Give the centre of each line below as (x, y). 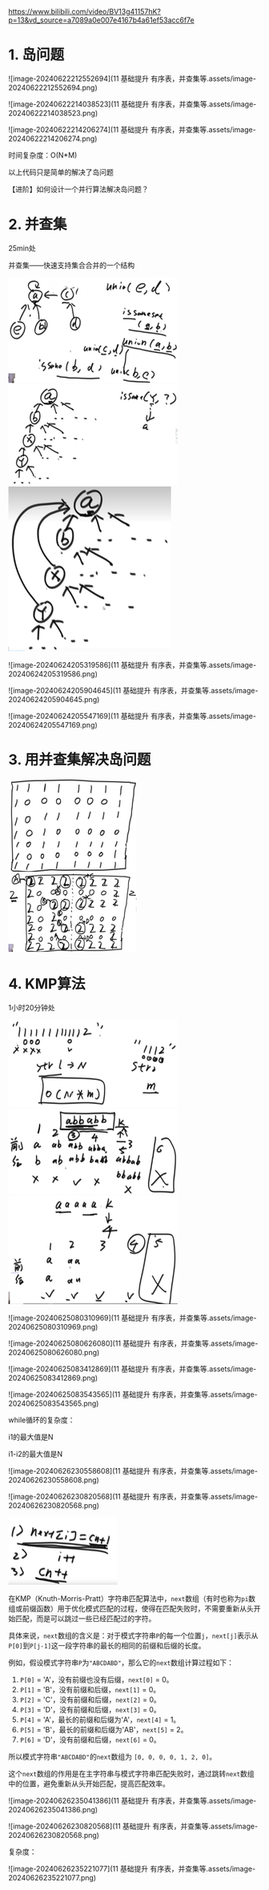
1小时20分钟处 (32, 1007)
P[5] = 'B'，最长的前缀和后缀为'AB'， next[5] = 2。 (104, 1729)
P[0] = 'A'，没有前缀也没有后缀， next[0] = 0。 (96, 1679)
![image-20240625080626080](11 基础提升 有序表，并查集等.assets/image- (133, 1343)
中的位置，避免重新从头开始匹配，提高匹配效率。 (89, 1784)
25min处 (22, 248)
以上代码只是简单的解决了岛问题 (61, 172)
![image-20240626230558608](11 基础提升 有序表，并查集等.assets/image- (133, 1471)
